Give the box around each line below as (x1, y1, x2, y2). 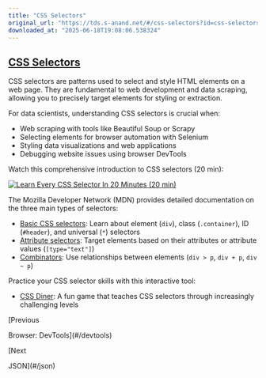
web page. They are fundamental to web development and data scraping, (8, 85, 248, 95)
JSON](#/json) (8, 361, 55, 371)
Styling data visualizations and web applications (19, 141, 177, 150)
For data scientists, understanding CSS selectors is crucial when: (8, 108, 220, 119)
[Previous (8, 316, 40, 325)
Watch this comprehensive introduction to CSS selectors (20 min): (8, 164, 224, 174)
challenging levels (19, 300, 79, 309)
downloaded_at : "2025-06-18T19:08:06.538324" (8, 26, 161, 34)
